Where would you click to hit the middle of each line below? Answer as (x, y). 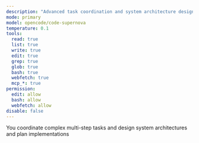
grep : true (25, 61)
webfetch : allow (31, 105)
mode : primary (24, 17)
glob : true (25, 67)
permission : (21, 89)
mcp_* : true (26, 84)
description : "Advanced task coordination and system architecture (91, 12)
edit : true (25, 56)
